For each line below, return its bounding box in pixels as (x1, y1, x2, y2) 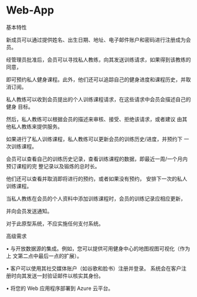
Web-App (6, 4, 55, 17)
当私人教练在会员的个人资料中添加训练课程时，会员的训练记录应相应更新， (6, 195, 186, 202)
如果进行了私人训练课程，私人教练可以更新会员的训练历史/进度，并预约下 (6, 135, 183, 142)
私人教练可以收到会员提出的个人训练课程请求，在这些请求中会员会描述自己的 (6, 95, 191, 103)
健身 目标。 (6, 103, 33, 110)
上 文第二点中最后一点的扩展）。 (6, 252, 82, 259)
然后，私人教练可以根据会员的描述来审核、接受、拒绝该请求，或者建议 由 (6, 115, 182, 122)
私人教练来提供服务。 (11, 123, 63, 130)
